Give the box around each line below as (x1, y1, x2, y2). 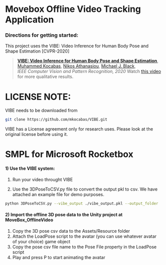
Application (5, 14, 54, 25)
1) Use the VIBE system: (5, 165, 55, 172)
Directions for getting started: (5, 32, 79, 39)
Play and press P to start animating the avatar (12, 254, 106, 260)
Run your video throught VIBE (12, 176, 73, 182)
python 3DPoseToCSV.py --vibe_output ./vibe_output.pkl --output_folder (5, 201, 159, 206)
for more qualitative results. (17, 73, 73, 80)
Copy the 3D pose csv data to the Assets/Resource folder (12, 228, 130, 234)
